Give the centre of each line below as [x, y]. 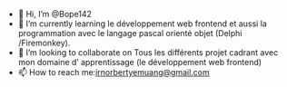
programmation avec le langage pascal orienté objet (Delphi [130, 33]
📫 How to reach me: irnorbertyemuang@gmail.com [114, 72]
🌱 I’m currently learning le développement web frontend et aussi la [143, 24]
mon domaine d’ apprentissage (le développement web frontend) [139, 62]
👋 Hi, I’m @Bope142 [55, 14]
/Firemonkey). [44, 43]
